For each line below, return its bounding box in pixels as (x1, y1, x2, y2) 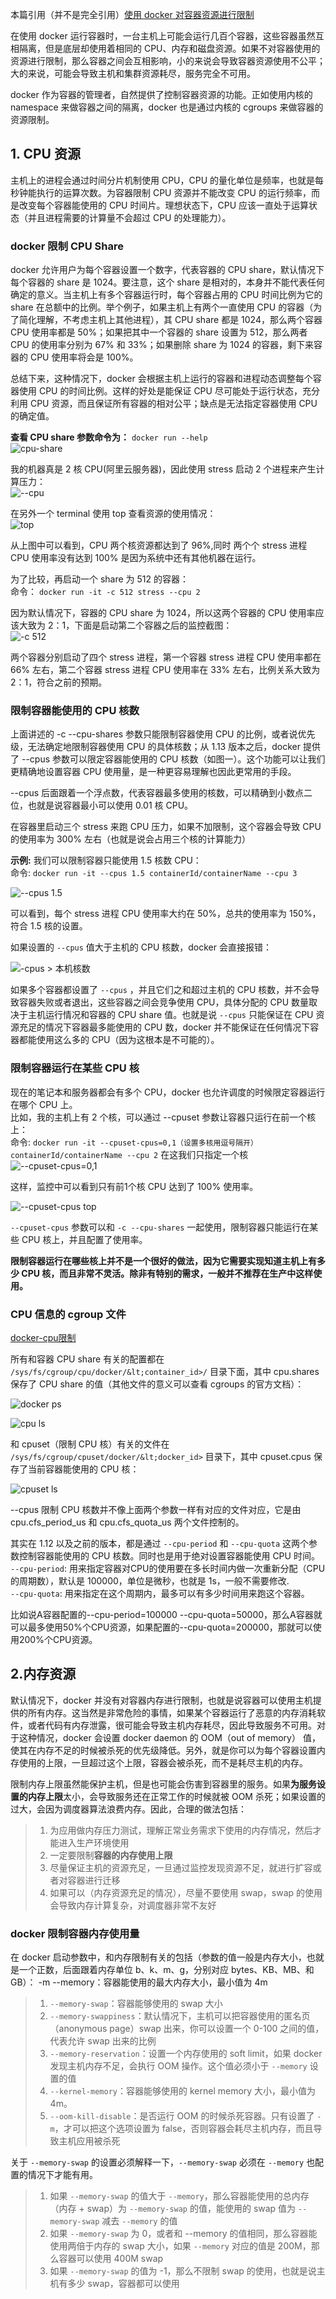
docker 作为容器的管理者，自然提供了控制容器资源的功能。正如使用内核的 (10, 89, 313, 100)
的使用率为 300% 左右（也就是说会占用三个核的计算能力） (10, 833, 251, 845)
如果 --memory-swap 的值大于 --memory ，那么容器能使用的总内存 (49, 2190, 310, 2202)
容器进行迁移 (67, 1874, 121, 1886)
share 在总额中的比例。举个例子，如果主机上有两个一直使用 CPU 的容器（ (10, 301, 314, 313)
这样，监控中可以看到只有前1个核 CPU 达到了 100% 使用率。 (10, 1180, 259, 1192)
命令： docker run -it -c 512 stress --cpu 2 (10, 586, 201, 598)
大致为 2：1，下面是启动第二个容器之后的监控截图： (18, 619, 233, 632)
